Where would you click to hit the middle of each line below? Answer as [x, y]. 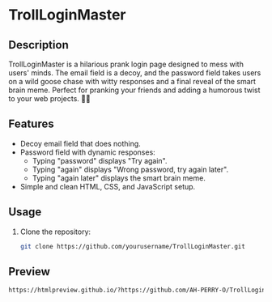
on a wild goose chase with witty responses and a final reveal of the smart [132, 81]
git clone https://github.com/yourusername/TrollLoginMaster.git [132, 246]
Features [31, 124]
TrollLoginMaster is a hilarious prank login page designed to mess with [126, 64]
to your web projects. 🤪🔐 [49, 98]
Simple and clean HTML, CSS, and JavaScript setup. [108, 186]
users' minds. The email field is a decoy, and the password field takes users [135, 73]
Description [38, 45]
